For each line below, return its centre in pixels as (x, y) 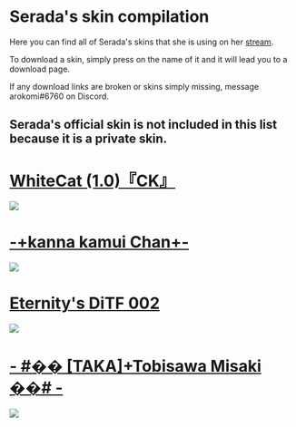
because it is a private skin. (89, 139)
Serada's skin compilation (109, 17)
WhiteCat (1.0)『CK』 (93, 181)
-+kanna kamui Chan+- (99, 243)
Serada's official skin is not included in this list (143, 125)
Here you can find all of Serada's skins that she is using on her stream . (142, 42)
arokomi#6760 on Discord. (59, 96)
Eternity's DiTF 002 (85, 303)
